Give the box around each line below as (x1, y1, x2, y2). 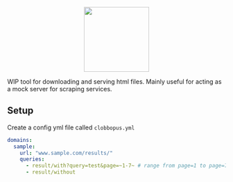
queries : (19, 156, 45, 163)
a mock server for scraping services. (7, 85, 112, 93)
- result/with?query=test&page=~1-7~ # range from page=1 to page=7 (25, 163, 228, 170)
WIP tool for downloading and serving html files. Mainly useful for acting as (7, 78, 222, 86)
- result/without (25, 169, 76, 176)
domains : (7, 136, 33, 143)
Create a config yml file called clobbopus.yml (7, 123, 135, 131)
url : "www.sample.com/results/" (19, 149, 113, 156)
